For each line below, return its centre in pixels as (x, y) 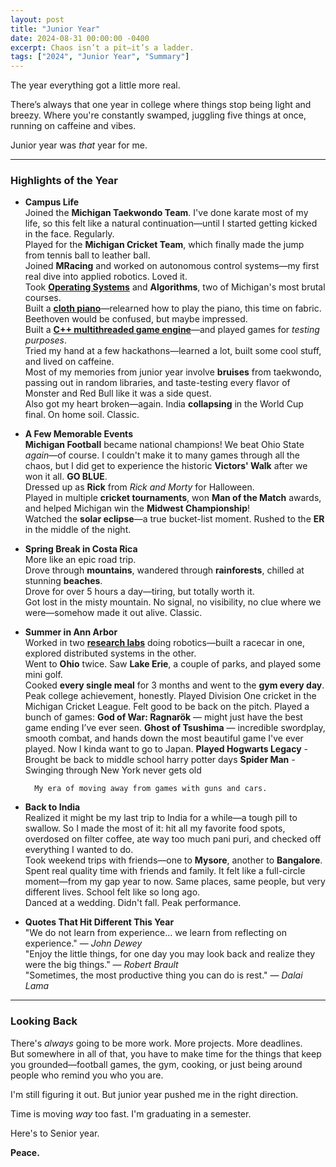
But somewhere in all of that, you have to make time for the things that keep (166, 1053)
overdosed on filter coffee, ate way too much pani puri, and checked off (173, 839)
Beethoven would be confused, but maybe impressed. (136, 319)
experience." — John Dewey (83, 943)
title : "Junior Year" (55, 29)
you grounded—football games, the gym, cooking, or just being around (156, 1064)
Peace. (25, 1152)
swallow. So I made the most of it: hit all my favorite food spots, (155, 828)
